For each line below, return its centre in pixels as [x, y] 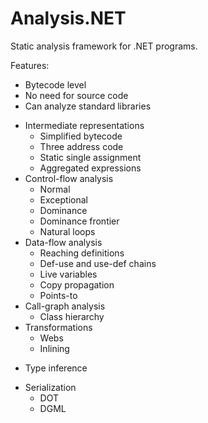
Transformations [58, 327]
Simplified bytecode [81, 136]
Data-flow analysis [63, 242]
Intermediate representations [84, 125]
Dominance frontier [79, 221]
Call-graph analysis [65, 306]
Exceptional [63, 199]
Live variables [68, 274]
